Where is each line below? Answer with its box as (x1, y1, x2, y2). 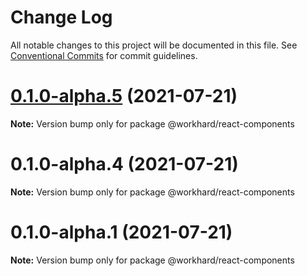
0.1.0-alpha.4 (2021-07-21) (10, 153, 239, 176)
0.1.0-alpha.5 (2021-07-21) (10, 85, 238, 108)
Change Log (10, 6, 113, 29)
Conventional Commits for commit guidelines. (10, 49, 198, 61)
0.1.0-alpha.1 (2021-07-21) (10, 221, 233, 243)
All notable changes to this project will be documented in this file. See (10, 39, 298, 51)
